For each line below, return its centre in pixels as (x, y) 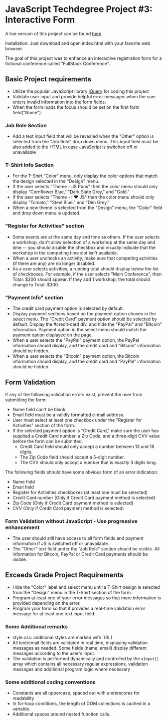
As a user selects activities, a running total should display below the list (85, 268)
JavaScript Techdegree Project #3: (79, 9)
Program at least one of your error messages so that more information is (86, 598)
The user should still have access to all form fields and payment (78, 538)
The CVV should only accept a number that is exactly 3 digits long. (88, 462)
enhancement (22, 527)
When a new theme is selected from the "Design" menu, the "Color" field (87, 208)
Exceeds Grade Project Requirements (64, 575)
